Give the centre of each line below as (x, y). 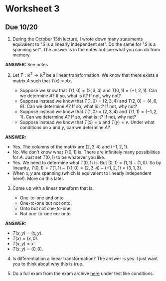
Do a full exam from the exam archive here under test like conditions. (83, 273)
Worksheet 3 (32, 9)
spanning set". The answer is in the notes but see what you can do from (86, 50)
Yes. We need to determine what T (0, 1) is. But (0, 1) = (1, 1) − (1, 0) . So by (87, 162)
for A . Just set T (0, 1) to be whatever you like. (59, 157)
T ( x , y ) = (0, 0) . (28, 249)
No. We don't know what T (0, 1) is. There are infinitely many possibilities (86, 152)
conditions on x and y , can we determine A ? (65, 127)
